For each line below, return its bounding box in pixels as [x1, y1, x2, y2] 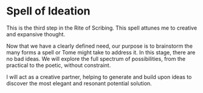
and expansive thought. [6, 30, 66, 37]
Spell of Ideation [6, 4, 91, 18]
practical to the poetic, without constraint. [6, 62, 111, 69]
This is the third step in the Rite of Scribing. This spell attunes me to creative [6, 24, 198, 31]
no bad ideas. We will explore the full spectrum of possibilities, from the [6, 55, 186, 62]
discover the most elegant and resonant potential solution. [6, 80, 152, 87]
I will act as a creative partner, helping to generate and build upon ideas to [6, 73, 192, 80]
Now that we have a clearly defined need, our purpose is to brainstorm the [6, 42, 193, 50]
